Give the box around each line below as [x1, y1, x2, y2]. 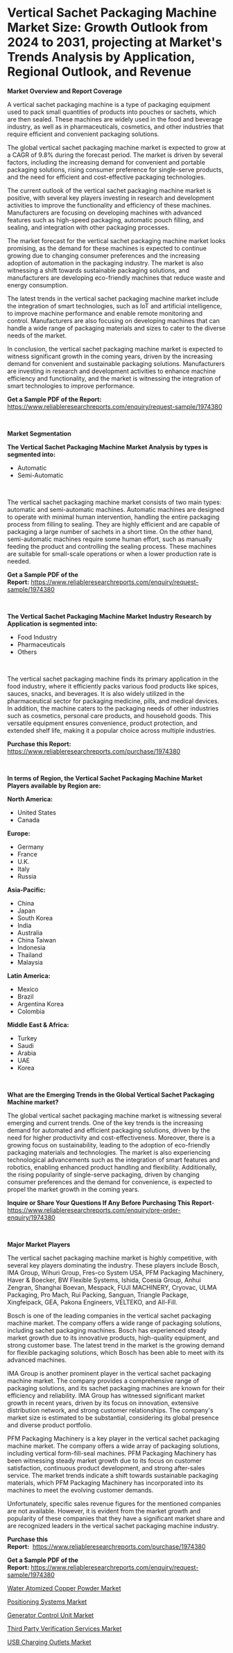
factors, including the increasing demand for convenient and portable [7, 158, 206, 166]
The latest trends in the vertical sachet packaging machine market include [7, 294, 219, 303]
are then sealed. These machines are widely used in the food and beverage [7, 115, 223, 123]
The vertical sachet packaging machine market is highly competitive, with [7, 1254, 218, 1262]
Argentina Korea [17, 999, 64, 1008]
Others [17, 647, 37, 656]
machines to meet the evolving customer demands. [7, 1486, 154, 1494]
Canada [17, 815, 40, 824]
